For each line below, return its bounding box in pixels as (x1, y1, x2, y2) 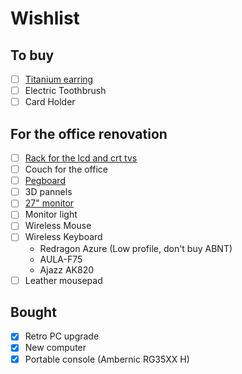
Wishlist (10, 7, 80, 30)
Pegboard (24, 175, 66, 187)
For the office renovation (10, 125, 168, 142)
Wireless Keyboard (24, 231, 103, 243)
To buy (10, 47, 55, 64)
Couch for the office (24, 163, 108, 176)
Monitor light (24, 208, 78, 221)
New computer (24, 342, 87, 354)
